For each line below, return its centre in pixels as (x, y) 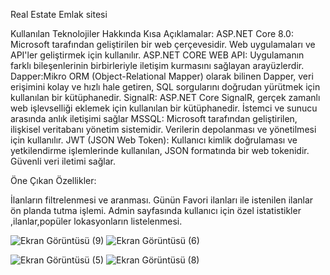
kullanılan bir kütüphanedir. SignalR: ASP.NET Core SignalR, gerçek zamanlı (165, 97)
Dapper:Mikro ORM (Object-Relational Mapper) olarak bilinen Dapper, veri (162, 76)
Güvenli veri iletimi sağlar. (63, 161)
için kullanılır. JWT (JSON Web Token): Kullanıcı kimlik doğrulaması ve (154, 140)
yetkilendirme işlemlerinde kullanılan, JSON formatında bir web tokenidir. (160, 150)
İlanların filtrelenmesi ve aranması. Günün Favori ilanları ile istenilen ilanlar (162, 200)
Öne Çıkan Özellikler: (53, 180)
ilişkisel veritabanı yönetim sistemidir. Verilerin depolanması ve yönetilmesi (163, 129)
